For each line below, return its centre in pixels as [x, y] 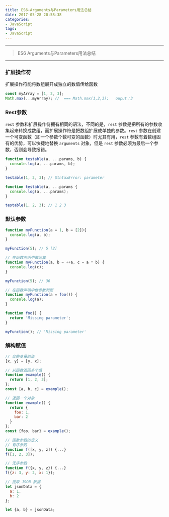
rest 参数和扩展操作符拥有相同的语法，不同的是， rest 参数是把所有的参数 [82, 124]
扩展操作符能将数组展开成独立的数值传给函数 [52, 84]
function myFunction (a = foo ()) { [41, 295]
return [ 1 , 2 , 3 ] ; [29, 380]
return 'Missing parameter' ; [40, 318]
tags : [11, 29]
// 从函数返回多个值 [24, 370]
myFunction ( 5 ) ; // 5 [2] [31, 249]
